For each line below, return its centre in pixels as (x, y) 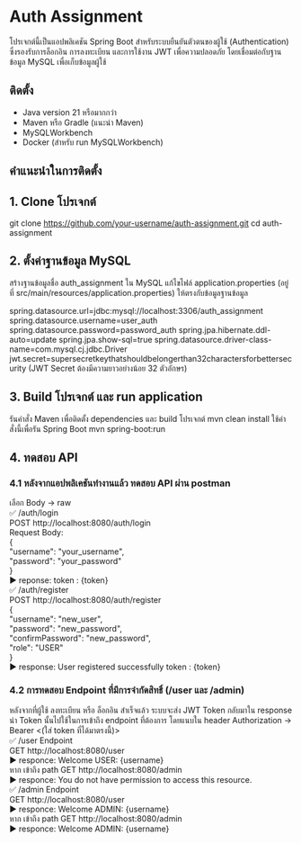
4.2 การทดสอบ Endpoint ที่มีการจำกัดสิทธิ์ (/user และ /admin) (127, 690)
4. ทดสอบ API (44, 457)
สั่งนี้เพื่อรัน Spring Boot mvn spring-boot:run (88, 428)
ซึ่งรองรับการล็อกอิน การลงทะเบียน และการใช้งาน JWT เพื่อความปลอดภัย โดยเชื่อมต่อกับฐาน (146, 51)
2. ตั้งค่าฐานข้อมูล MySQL (71, 261)
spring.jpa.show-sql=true (106, 339)
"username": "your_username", (67, 552)
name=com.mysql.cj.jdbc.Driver (68, 349)
